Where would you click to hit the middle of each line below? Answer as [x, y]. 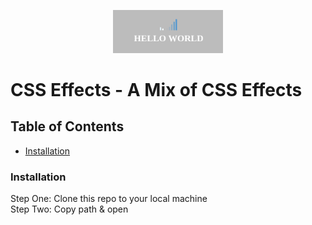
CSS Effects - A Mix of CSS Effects [156, 89]
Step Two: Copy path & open [69, 209]
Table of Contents [67, 126]
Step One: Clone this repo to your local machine [109, 198]
